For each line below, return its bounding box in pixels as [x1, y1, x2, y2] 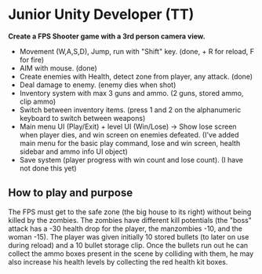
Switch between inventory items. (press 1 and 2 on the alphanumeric [19, 104, 242, 115]
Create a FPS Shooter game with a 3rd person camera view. [8, 31, 206, 41]
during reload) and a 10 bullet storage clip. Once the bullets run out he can [8, 240, 249, 250]
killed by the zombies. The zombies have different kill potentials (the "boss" [8, 215, 253, 225]
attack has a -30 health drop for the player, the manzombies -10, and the [8, 224, 243, 233]
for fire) [19, 55, 45, 64]
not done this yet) [19, 163, 77, 173]
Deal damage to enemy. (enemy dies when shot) [19, 80, 176, 90]
